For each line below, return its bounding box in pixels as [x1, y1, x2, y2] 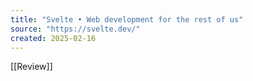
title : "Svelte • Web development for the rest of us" [10, 14, 244, 25]
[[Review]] [10, 61, 53, 73]
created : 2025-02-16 [10, 33, 97, 43]
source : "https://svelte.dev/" [10, 24, 141, 34]
